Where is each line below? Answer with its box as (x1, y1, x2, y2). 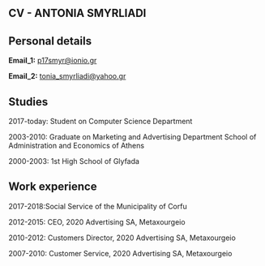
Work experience (8, 180, 97, 194)
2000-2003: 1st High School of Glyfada (8, 157, 140, 166)
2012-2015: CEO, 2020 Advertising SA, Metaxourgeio (8, 217, 186, 226)
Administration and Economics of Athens (8, 141, 144, 151)
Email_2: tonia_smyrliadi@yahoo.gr (8, 71, 126, 81)
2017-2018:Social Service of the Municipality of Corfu (8, 201, 188, 211)
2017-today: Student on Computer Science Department (8, 117, 193, 127)
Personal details (8, 34, 92, 48)
